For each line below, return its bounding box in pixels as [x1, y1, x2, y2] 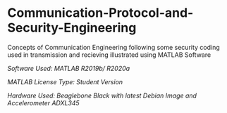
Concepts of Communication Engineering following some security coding [7, 43, 220, 51]
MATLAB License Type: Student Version [7, 77, 123, 86]
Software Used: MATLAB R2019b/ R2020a [7, 64, 130, 72]
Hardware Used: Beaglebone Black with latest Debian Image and [7, 91, 197, 100]
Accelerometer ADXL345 [7, 98, 80, 107]
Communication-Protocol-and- [7, 5, 194, 21]
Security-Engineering [7, 20, 137, 36]
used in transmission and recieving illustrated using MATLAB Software [7, 51, 211, 59]
